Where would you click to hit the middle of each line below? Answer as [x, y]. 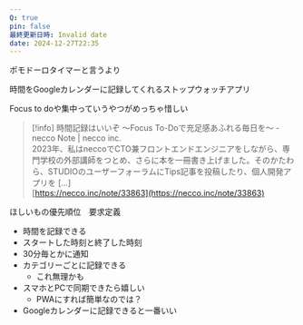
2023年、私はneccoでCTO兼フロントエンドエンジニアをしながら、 [157, 149]
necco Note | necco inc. [77, 138]
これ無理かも [60, 277]
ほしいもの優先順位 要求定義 [65, 212]
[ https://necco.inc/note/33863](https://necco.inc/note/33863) [148, 193]
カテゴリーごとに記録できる [74, 265]
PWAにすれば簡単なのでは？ [89, 300]
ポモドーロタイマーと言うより [65, 70]
